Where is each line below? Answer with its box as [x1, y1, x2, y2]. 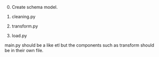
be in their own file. [4, 48, 44, 53]
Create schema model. [11, 4, 58, 10]
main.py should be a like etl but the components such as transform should [4, 42, 154, 48]
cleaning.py [11, 14, 36, 19]
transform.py [11, 23, 38, 29]
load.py [11, 33, 27, 38]
